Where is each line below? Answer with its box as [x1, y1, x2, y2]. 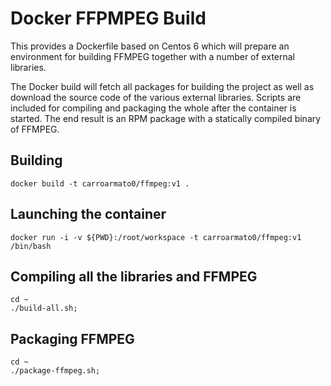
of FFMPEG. [10, 123, 60, 135]
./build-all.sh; [10, 303, 78, 314]
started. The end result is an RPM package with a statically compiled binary [10, 112, 322, 124]
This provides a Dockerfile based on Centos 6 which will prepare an [10, 40, 290, 52]
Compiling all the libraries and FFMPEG [10, 268, 258, 285]
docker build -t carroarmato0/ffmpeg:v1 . [10, 178, 190, 189]
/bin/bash [10, 241, 52, 251]
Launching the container [10, 206, 167, 223]
